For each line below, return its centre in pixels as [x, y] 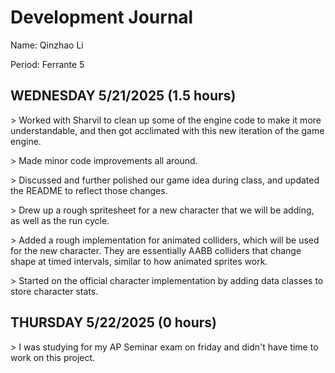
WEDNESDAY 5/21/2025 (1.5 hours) [123, 96]
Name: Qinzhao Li [47, 45]
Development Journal [102, 17]
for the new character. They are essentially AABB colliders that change [156, 250]
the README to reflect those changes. [89, 190]
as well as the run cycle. [60, 220]
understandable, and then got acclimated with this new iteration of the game [167, 130]
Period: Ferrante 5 [47, 64]
